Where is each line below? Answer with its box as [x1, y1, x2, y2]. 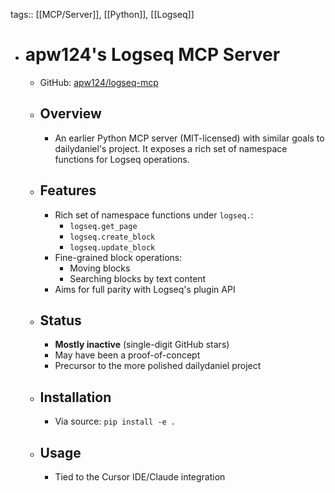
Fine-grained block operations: [54, 251, 183, 263]
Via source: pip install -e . [54, 415, 177, 428]
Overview [39, 105, 102, 123]
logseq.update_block [69, 242, 156, 253]
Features [39, 182, 97, 199]
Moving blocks [69, 262, 131, 274]
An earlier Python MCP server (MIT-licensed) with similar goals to [54, 132, 325, 144]
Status [39, 312, 82, 329]
